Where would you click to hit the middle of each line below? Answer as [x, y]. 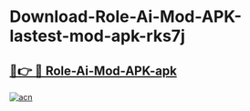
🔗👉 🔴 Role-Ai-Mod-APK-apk [94, 71]
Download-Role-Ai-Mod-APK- [125, 17]
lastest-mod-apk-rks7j [97, 36]
